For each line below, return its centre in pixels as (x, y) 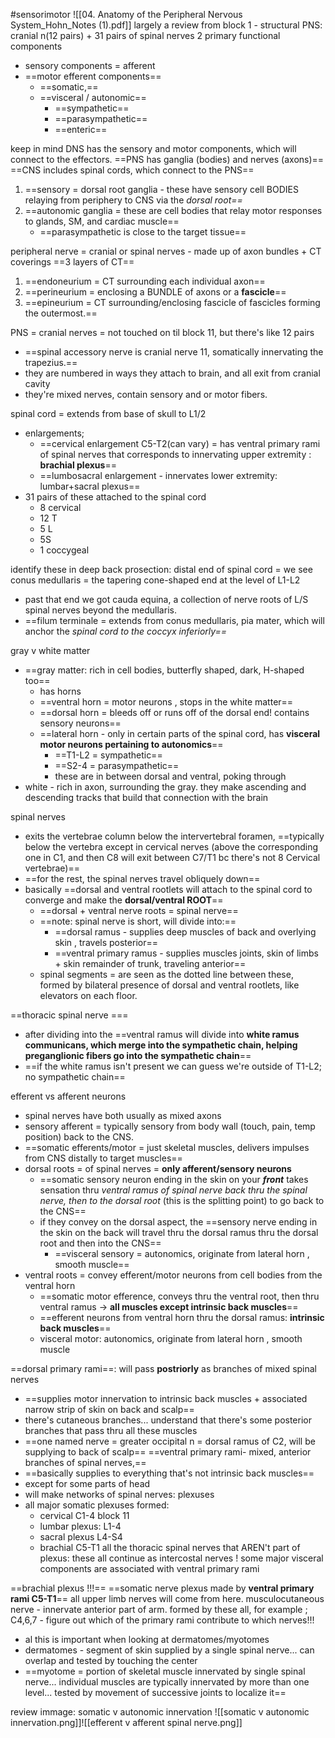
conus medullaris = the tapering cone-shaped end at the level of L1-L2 (155, 580)
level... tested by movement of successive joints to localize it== (155, 1692)
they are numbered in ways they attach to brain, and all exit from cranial (172, 373)
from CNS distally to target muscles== (103, 1158)
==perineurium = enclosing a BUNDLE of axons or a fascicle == (155, 292)
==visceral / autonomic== (93, 97)
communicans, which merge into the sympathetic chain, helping (161, 1045)
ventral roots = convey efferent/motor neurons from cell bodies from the (173, 1275)
